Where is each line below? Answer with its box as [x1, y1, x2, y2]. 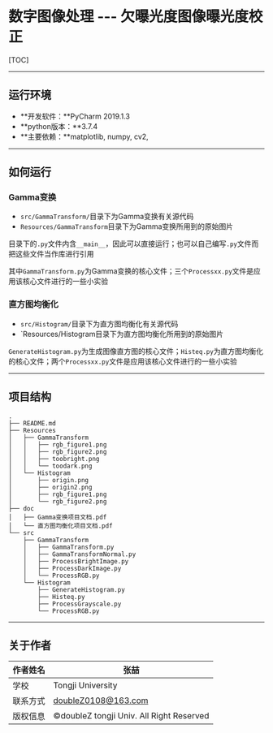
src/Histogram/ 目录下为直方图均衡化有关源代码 [19, 318, 179, 329]
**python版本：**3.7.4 [19, 121, 98, 131]
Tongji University [53, 679, 118, 691]
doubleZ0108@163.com [53, 695, 149, 706]
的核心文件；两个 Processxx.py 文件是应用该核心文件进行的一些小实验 [8, 356, 237, 366]
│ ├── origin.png [8, 476, 89, 484]
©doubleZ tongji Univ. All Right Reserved [53, 710, 210, 722]
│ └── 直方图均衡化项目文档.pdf [8, 521, 113, 530]
